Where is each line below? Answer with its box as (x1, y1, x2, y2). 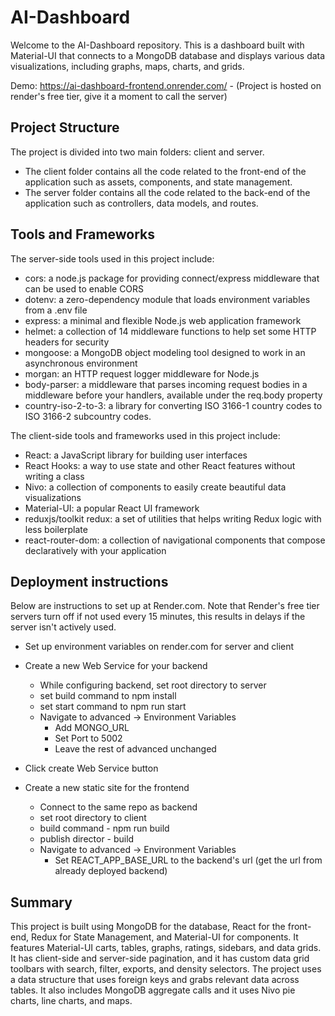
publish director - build (39, 833, 135, 845)
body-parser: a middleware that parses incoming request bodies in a (24, 378, 308, 390)
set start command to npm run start (39, 701, 187, 713)
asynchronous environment (24, 357, 138, 369)
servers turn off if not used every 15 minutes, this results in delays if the (10, 611, 306, 623)
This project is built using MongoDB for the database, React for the (10, 921, 286, 933)
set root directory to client (39, 812, 147, 824)
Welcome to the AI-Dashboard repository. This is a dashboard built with (10, 39, 305, 51)
